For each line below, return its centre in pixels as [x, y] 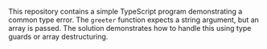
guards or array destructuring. [58, 36]
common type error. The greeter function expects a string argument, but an [134, 20]
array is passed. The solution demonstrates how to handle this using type [130, 28]
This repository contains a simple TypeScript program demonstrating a [125, 11]
